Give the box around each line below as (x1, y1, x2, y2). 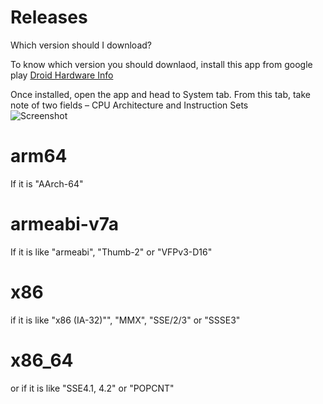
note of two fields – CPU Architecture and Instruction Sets (10, 99, 249, 111)
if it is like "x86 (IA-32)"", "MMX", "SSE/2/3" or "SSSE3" (10, 314, 241, 326)
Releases (10, 6, 88, 29)
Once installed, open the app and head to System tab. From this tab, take (10, 88, 311, 100)
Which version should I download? (10, 39, 152, 51)
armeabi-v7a (10, 213, 120, 236)
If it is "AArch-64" (10, 177, 84, 190)
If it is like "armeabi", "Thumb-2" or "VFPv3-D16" (10, 246, 213, 258)
